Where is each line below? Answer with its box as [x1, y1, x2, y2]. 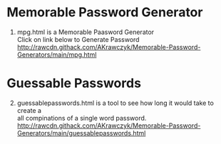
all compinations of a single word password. [16, 113, 147, 122]
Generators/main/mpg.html [16, 50, 97, 59]
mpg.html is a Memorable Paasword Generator [16, 28, 155, 36]
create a [16, 106, 42, 114]
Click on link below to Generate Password [16, 35, 140, 43]
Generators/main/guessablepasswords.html [16, 128, 146, 137]
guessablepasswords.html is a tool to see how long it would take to [16, 99, 215, 107]
